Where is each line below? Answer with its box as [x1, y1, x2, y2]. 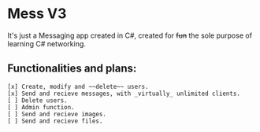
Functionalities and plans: [7, 62, 137, 75]
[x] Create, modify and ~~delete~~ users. [7, 82, 149, 90]
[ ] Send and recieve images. [7, 110, 107, 118]
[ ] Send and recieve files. [7, 117, 103, 125]
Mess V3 [7, 5, 67, 23]
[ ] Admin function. [7, 103, 76, 111]
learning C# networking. [7, 38, 86, 48]
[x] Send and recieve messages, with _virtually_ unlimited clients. [7, 90, 241, 97]
